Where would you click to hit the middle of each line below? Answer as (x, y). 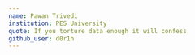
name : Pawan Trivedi (43, 16)
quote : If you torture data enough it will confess (97, 31)
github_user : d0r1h (41, 38)
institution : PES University (58, 23)
